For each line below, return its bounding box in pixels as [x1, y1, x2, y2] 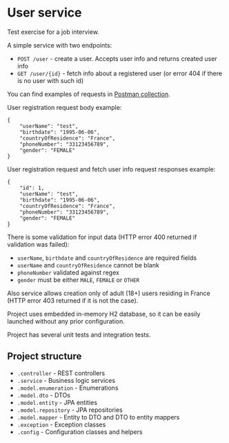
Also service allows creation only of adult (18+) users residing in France [7, 289, 210, 297]
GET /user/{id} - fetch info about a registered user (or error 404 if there [17, 69, 223, 77]
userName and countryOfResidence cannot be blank [17, 261, 160, 269]
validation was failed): [7, 240, 70, 248]
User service [7, 5, 82, 21]
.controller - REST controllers [17, 368, 106, 377]
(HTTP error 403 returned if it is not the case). [7, 296, 139, 305]
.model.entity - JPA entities [17, 398, 98, 406]
